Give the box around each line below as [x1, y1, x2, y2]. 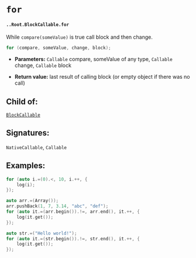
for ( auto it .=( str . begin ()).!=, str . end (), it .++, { [6, 236, 140, 242]
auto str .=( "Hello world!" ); [6, 230, 77, 236]
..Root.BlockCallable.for [6, 22, 69, 28]
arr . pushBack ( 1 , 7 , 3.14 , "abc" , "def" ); [6, 203, 109, 209]
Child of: [6, 96, 38, 106]
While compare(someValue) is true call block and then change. [6, 33, 153, 41]
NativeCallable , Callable [6, 143, 67, 150]
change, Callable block [14, 62, 72, 69]
